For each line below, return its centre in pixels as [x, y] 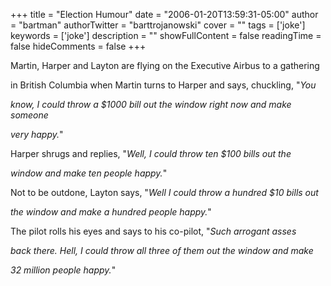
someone [29, 115]
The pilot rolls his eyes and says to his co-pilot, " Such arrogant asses [153, 231]
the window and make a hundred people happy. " [111, 212]
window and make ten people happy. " [89, 173]
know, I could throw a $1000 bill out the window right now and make [151, 104]
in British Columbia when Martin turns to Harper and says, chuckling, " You [163, 85]
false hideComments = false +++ [78, 46]
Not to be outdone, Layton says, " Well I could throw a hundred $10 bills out [164, 192]
